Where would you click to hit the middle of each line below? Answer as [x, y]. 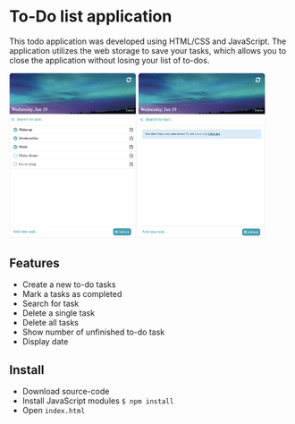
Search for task [51, 304]
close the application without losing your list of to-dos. [110, 60]
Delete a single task [59, 313]
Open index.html [54, 411]
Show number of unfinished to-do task [93, 332]
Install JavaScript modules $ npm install [98, 401]
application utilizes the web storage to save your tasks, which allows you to [148, 50]
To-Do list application [91, 17]
